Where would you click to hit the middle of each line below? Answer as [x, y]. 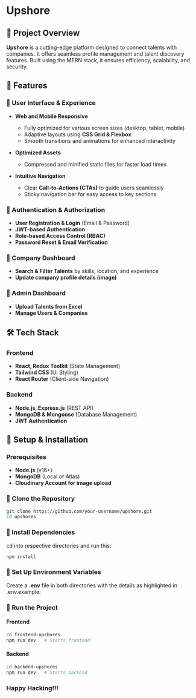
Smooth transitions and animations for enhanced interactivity [100, 140]
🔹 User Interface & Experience [51, 103]
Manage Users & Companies [51, 313]
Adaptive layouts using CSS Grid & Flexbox [77, 134]
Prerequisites [26, 456]
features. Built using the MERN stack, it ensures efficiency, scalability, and [98, 60]
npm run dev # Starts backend [47, 673]
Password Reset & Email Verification [62, 242]
